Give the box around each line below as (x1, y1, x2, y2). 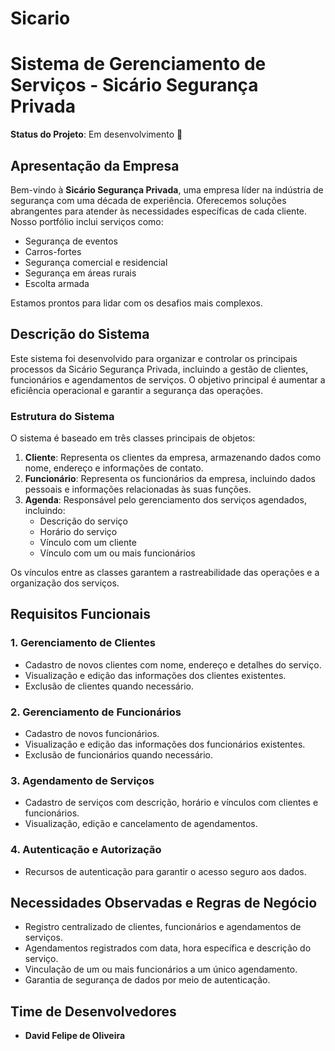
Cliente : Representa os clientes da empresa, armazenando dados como (24, 452, 322, 464)
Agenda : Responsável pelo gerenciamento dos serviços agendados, (24, 494, 307, 506)
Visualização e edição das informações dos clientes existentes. (24, 669, 287, 681)
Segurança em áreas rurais (24, 267, 137, 279)
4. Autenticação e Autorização (10, 843, 162, 857)
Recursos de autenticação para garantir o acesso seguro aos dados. (24, 865, 307, 877)
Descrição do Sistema (10, 326, 150, 343)
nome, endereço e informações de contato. (24, 462, 204, 474)
